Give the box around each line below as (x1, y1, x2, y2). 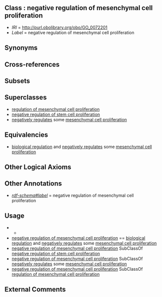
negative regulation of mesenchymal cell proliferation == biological (11, 235, 146, 241)
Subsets (4, 76, 30, 85)
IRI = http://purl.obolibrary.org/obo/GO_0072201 (11, 24, 108, 30)
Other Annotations (4, 180, 62, 188)
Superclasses (4, 93, 47, 102)
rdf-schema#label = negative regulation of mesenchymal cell (11, 192, 134, 198)
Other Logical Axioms (4, 163, 71, 171)
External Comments (4, 285, 66, 294)
